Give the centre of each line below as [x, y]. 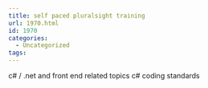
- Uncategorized [43, 46]
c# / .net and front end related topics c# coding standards [104, 76]
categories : [28, 38]
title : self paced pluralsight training [77, 16]
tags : [17, 53]
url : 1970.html [34, 23]
